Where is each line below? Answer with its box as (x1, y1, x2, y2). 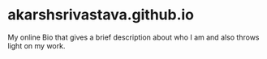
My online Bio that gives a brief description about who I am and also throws (7, 32, 260, 42)
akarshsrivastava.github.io (7, 6, 195, 24)
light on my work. (7, 40, 66, 50)
